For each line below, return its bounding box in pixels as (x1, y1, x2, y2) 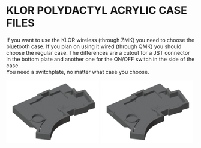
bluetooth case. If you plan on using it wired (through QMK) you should (6, 43, 182, 50)
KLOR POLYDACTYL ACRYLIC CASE (6, 4, 187, 17)
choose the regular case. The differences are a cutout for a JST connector (6, 49, 190, 56)
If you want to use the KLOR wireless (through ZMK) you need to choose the (6, 36, 195, 43)
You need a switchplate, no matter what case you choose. (6, 68, 149, 75)
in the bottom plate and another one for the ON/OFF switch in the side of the (6, 55, 195, 63)
